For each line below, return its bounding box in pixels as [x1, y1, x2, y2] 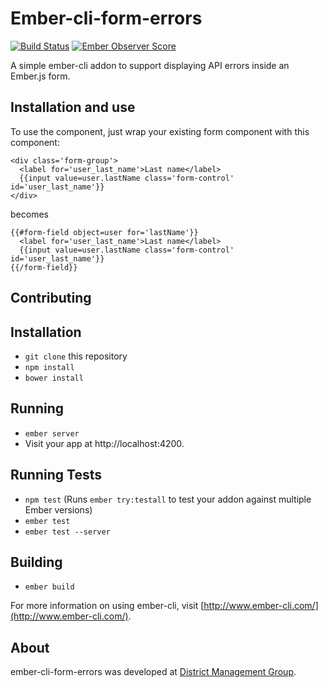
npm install [24, 362, 75, 372]
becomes [10, 208, 49, 220]
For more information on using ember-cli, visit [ [10, 600, 205, 612]
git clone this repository [24, 350, 128, 362]
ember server [24, 428, 80, 439]
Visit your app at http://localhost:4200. [24, 437, 185, 449]
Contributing [10, 290, 92, 307]
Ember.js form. [10, 70, 71, 82]
